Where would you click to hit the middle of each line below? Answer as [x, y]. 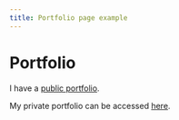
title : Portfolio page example [69, 18]
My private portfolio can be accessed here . [90, 105]
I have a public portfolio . [55, 88]
